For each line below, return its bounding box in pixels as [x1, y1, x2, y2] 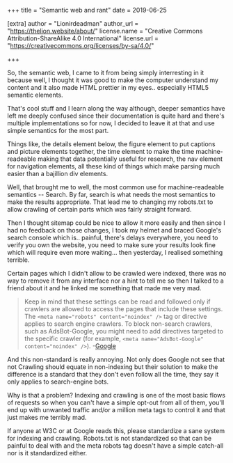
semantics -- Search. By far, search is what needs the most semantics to [7, 191, 216, 198]
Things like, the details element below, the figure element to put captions [7, 140, 216, 148]
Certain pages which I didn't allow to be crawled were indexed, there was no [7, 269, 227, 277]
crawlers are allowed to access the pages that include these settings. [24, 305, 223, 313]
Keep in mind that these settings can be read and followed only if [24, 297, 211, 306]
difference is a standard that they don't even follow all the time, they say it [7, 370, 219, 378]
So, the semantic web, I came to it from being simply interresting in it [7, 69, 204, 77]
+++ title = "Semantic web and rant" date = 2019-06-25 [7, 6, 167, 14]
